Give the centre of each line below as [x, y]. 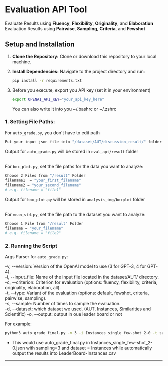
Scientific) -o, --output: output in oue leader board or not [64, 314]
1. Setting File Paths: [30, 122]
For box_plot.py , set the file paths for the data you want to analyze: [74, 166]
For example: [19, 324]
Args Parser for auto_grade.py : [37, 257]
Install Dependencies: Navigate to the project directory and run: [79, 71]
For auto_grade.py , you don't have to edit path [53, 133]
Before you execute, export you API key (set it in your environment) [81, 90]
